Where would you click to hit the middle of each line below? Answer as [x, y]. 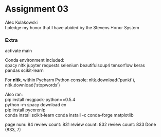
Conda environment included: [35, 60]
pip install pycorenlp [25, 110]
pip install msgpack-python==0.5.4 [40, 100]
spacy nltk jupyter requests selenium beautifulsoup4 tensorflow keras [75, 65]
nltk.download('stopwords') [33, 85]
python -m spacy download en [36, 105]
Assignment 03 [37, 9]
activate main [18, 51]
